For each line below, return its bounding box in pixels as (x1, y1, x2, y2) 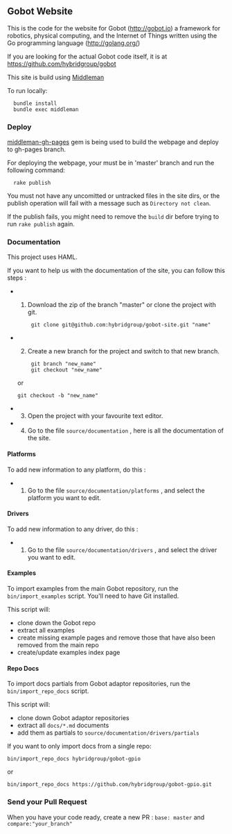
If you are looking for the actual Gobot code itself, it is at (7, 52, 168, 60)
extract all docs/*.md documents (17, 722, 109, 730)
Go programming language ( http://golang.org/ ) (7, 38, 141, 47)
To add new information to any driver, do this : (7, 524, 139, 533)
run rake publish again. (7, 220, 75, 228)
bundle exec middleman (13, 106, 79, 113)
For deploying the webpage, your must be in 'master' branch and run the (7, 159, 215, 167)
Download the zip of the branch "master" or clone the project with (27, 301, 216, 309)
